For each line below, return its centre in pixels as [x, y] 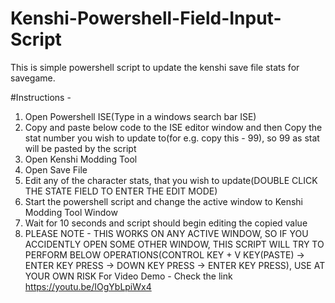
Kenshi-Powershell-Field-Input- [146, 18]
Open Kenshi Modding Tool [81, 159]
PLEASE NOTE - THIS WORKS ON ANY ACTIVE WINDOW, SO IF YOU [166, 233]
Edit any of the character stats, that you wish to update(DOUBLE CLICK [171, 180]
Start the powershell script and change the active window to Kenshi [163, 201]
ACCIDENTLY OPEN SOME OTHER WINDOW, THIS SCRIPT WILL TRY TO [174, 244]
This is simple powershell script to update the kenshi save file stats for [155, 67]
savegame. [33, 78]
